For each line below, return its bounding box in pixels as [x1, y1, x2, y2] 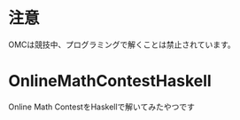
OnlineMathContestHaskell [8, 71, 212, 92]
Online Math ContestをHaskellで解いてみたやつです [8, 101, 196, 112]
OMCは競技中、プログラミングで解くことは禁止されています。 [8, 39, 236, 50]
